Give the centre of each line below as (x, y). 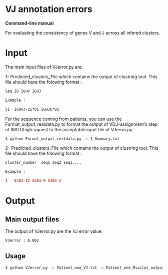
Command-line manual (29, 23)
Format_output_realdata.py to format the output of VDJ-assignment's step (81, 124)
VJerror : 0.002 (22, 240)
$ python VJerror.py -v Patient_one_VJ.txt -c (54, 267)
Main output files (32, 219)
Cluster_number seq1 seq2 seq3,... (43, 163)
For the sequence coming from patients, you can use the (63, 119)
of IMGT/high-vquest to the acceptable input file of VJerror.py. (69, 129)
